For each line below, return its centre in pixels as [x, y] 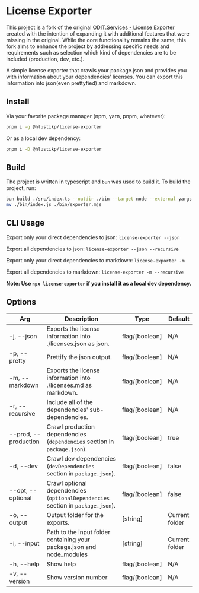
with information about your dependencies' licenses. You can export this [95, 77]
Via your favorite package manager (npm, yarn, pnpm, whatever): [86, 116]
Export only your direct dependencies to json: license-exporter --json [93, 237]
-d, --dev [24, 466]
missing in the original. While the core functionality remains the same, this [96, 40]
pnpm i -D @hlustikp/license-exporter [54, 149]
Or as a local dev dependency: [44, 138]
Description [81, 319]
